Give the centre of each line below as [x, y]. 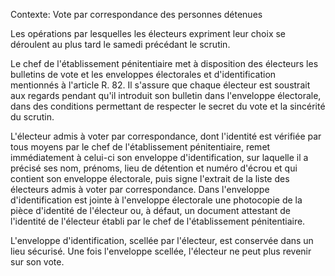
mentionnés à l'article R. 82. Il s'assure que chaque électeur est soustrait [160, 85]
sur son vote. [37, 262]
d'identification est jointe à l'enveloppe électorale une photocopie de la [156, 200]
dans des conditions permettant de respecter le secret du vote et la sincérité [168, 106]
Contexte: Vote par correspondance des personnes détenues [136, 14]
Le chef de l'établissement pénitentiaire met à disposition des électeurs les [164, 63]
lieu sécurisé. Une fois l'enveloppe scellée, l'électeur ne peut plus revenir [161, 251]
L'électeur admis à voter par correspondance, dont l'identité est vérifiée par [166, 136]
